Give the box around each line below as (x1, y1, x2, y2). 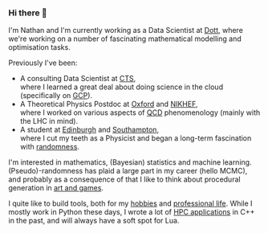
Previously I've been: (8, 58, 78, 67)
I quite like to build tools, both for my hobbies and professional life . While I (8, 198, 253, 208)
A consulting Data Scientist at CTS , (19, 74, 136, 84)
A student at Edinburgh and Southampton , (19, 125, 159, 135)
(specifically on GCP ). (19, 91, 93, 100)
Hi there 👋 (8, 7, 48, 18)
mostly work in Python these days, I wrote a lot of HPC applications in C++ (8, 207, 255, 217)
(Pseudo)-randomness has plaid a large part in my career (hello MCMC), (8, 166, 248, 176)
